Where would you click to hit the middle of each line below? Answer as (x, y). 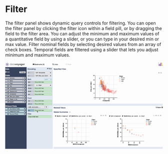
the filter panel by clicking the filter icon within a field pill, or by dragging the (84, 28)
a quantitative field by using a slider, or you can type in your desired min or (82, 39)
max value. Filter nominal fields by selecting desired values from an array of (83, 44)
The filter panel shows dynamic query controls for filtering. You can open (80, 23)
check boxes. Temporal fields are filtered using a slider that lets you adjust (82, 49)
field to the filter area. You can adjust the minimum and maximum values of (82, 33)
